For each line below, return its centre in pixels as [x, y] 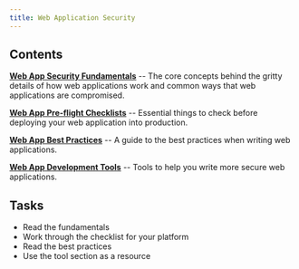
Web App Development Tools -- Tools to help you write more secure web [147, 168]
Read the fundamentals [66, 227]
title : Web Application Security [72, 18]
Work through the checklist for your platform [106, 237]
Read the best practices [67, 246]
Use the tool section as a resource [87, 256]
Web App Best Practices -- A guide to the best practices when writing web [150, 140]
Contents [36, 55]
